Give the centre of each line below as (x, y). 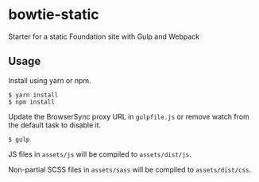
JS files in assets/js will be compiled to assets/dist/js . (100, 154)
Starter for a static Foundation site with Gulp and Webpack (104, 36)
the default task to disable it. (55, 125)
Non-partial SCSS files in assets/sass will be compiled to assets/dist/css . (130, 169)
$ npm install (32, 102)
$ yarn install (33, 95)
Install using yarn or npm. (50, 80)
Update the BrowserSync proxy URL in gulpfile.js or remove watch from (129, 116)
